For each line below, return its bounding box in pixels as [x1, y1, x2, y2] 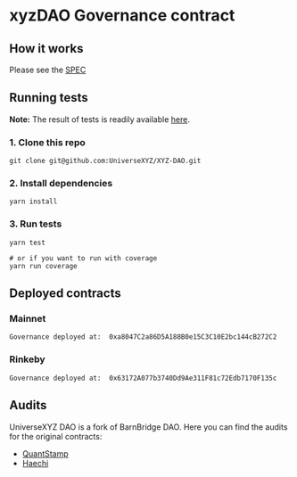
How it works [9, 41, 84, 56]
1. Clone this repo [9, 136, 87, 148]
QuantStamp [21, 448, 69, 459]
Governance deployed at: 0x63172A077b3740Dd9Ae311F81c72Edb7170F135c [9, 374, 277, 382]
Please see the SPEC [9, 64, 87, 75]
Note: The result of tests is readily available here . [9, 113, 190, 125]
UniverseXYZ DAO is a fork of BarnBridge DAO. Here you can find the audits [9, 421, 288, 432]
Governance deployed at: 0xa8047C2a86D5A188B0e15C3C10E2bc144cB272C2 [9, 333, 277, 341]
